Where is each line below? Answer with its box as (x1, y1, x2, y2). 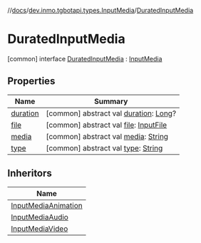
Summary (93, 96, 128, 106)
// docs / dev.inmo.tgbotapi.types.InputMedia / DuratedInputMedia (7, 6, 194, 14)
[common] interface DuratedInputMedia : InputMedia (7, 54, 163, 63)
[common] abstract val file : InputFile (46, 120, 167, 130)
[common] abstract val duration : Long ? (46, 108, 177, 118)
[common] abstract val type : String (46, 143, 163, 152)
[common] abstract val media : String (46, 131, 169, 141)
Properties (7, 75, 56, 88)
